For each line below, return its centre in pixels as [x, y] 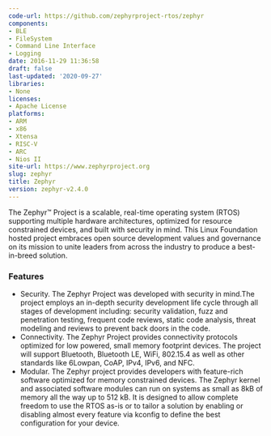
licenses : [25, 99]
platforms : [27, 114]
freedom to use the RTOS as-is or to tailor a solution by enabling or [131, 406]
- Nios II [25, 159]
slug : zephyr [30, 174]
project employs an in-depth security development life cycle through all [139, 303]
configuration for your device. [70, 423]
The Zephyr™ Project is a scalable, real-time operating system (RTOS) [124, 212]
